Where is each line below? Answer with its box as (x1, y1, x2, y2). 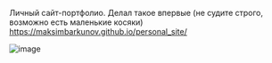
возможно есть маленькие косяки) (9, 17, 144, 28)
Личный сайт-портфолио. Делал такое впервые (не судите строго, (9, 8, 264, 18)
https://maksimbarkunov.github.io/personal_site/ (9, 27, 187, 36)
